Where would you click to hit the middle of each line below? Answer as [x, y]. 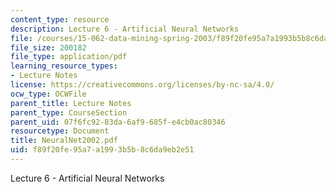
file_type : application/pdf [69, 57]
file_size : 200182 [48, 47]
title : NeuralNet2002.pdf [64, 141]
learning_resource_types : [64, 66]
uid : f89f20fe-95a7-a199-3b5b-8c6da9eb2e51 [102, 150]
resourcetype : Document [60, 131]
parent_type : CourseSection [69, 112]
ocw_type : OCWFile [48, 94]
